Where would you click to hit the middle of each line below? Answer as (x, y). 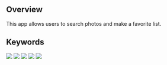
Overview (25, 10)
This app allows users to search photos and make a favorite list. (84, 23)
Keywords (25, 42)
